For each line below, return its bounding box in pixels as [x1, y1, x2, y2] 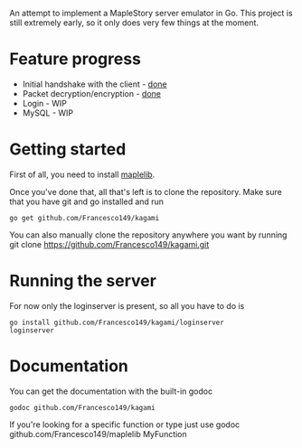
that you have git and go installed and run [9, 196, 165, 207]
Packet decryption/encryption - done [22, 88, 161, 98]
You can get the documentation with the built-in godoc [9, 386, 213, 397]
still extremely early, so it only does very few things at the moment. [9, 17, 260, 28]
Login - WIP [22, 98, 68, 108]
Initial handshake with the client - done [22, 79, 167, 89]
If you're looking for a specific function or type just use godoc [9, 419, 241, 430]
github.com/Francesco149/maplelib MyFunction [9, 428, 187, 439]
